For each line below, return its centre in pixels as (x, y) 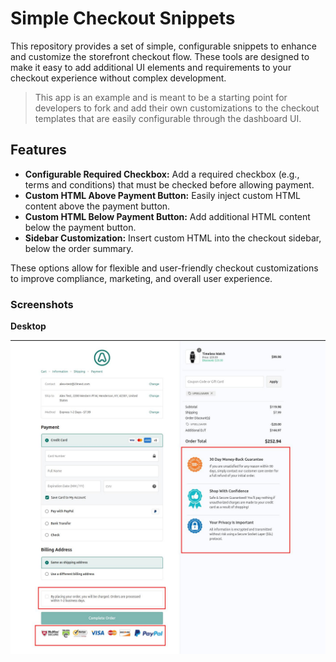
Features (38, 150)
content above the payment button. (97, 206)
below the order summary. (79, 248)
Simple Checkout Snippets (123, 18)
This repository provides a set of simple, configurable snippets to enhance (163, 46)
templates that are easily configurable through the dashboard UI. (168, 118)
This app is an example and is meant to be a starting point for (161, 97)
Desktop (28, 326)
